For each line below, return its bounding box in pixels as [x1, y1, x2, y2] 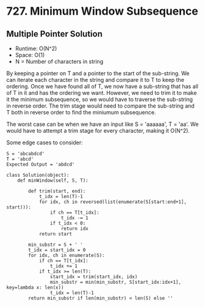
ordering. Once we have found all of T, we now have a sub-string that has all [6, 83, 198, 90]
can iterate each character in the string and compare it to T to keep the [6, 76, 185, 83]
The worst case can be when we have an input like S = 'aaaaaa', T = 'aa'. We [6, 120, 199, 128]
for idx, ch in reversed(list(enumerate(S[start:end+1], [38, 199, 187, 205]
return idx [60, 226, 88, 232]
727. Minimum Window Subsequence [6, 4, 198, 18]
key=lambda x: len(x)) [6, 284, 64, 290]
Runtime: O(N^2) [15, 45, 57, 52]
